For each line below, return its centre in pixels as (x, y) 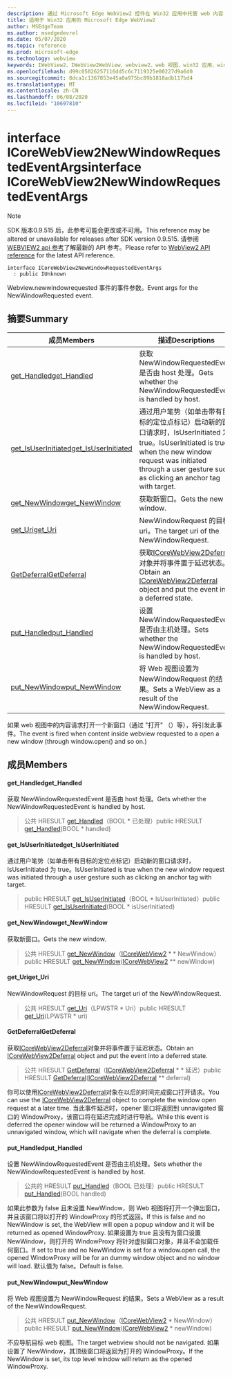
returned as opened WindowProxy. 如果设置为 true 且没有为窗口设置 (104, 1233)
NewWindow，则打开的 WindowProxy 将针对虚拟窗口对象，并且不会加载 (110, 1241)
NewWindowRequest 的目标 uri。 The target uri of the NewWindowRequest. (114, 993)
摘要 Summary (38, 319)
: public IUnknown (40, 274)
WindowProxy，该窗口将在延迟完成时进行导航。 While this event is (115, 1117)
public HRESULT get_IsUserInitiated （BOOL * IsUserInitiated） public (122, 899)
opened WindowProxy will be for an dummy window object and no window (113, 1258)
